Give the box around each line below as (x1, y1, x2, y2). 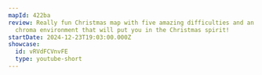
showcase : (8, 41, 41, 48)
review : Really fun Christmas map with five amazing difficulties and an (8, 19, 255, 27)
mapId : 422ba (8, 11, 51, 20)
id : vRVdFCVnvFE (15, 48, 68, 55)
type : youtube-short (15, 55, 82, 63)
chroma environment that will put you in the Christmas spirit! (15, 26, 230, 34)
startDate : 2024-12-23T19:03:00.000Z (8, 33, 132, 41)
